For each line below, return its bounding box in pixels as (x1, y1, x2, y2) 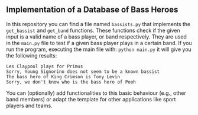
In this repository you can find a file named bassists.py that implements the (6, 20, 191, 27)
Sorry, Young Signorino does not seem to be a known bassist (6, 68, 160, 75)
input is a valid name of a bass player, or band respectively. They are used (6, 33, 187, 40)
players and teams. (6, 102, 53, 109)
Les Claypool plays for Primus (6, 63, 83, 69)
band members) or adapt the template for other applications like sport (6, 95, 176, 103)
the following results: (6, 52, 57, 59)
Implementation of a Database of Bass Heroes (6, 5, 178, 15)
